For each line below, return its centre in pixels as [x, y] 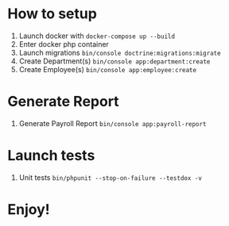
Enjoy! [29, 209]
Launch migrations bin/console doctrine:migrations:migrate [120, 52]
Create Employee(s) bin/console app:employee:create [107, 69]
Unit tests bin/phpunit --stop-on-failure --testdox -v [110, 177]
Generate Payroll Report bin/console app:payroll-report [113, 123]
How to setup [52, 14]
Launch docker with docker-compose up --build [97, 36]
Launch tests [51, 156]
